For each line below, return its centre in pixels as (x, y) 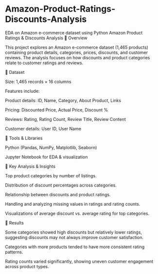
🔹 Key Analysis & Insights (30, 166)
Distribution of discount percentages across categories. (61, 185)
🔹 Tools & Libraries (24, 138)
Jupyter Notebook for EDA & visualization (46, 157)
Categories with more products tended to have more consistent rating (75, 247)
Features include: (22, 91)
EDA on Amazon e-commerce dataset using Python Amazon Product (74, 33)
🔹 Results (15, 223)
